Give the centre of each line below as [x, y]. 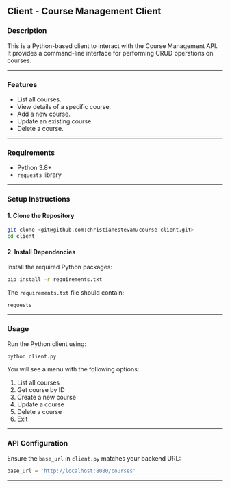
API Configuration [38, 443]
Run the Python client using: [47, 344]
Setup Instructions [39, 199]
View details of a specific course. [64, 106]
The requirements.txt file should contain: [66, 293]
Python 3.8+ [35, 168]
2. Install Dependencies [41, 252]
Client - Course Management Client [84, 11]
